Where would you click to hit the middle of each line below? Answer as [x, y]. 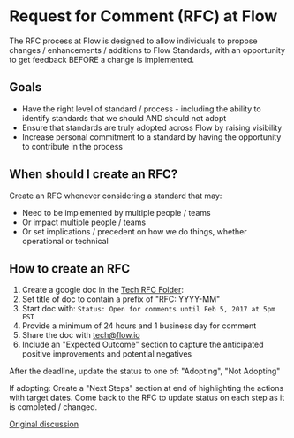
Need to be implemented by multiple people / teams [116, 212]
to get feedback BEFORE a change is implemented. [102, 59]
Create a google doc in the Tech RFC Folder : [102, 290]
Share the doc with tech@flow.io [81, 335]
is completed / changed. [53, 407]
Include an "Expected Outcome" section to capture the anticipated [143, 345]
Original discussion [44, 424]
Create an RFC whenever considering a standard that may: [116, 196]
